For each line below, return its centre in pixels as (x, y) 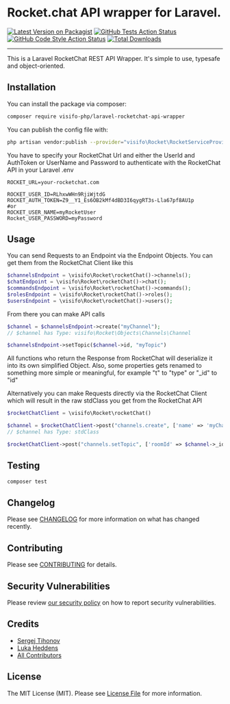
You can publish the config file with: (57, 129)
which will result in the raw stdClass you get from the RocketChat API (105, 401)
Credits (23, 624)
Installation (31, 87)
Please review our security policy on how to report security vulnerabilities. (112, 602)
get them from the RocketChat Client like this (70, 263)
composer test (27, 481)
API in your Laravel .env (40, 170)
